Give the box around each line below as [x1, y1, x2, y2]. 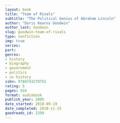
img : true [5, 39, 25, 44]
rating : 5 [5, 83, 25, 89]
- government [5, 66, 31, 71]
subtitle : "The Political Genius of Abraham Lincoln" [5, 16, 116, 21]
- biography [5, 61, 29, 66]
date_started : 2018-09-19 [5, 102, 57, 107]
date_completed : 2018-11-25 [5, 106, 62, 111]
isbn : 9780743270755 [5, 79, 47, 84]
